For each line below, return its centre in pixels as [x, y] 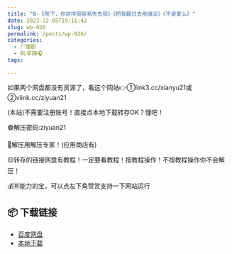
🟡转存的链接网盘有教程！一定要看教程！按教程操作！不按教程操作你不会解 [116, 160]
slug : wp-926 [27, 27]
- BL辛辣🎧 [28, 54]
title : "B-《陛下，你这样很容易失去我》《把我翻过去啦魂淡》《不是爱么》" [101, 14]
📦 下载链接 [33, 212]
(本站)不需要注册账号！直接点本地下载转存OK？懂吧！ [86, 112]
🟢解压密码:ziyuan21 [37, 127]
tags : [15, 60]
